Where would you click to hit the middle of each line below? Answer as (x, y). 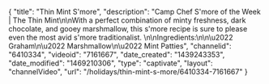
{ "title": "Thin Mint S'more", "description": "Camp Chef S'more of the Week (134, 12)
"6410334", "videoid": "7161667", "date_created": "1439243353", (117, 55)
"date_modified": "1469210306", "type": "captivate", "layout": (111, 63)
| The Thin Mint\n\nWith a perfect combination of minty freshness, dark (127, 20)
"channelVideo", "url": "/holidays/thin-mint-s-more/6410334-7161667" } (128, 71)
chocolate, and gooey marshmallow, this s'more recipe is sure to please (128, 29)
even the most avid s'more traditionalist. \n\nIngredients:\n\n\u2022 (121, 37)
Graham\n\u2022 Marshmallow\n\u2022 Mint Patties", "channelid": (120, 46)
